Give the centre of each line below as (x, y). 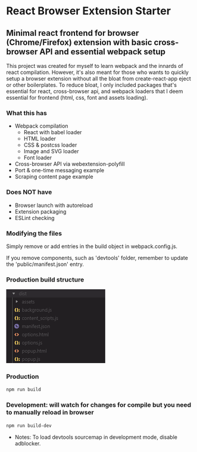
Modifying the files (34, 233)
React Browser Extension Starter (89, 11)
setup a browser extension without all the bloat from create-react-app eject (99, 78)
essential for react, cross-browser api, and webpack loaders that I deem (95, 91)
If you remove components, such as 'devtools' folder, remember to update (97, 258)
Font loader (38, 158)
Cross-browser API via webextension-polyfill (70, 164)
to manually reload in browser (50, 413)
